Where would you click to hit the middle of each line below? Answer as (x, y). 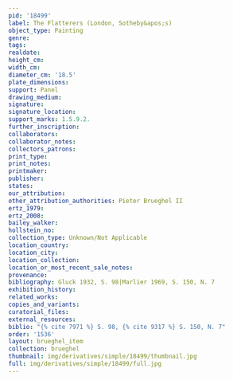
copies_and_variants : (44, 304)
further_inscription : (44, 127)
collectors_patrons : (43, 149)
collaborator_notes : (43, 141)
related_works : (33, 297)
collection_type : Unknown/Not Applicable (78, 238)
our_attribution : (37, 193)
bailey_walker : (33, 223)
